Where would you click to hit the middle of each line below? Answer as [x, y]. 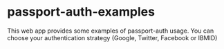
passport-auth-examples [81, 12]
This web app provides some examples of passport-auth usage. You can [111, 31]
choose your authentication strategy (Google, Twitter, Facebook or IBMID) [112, 37]
